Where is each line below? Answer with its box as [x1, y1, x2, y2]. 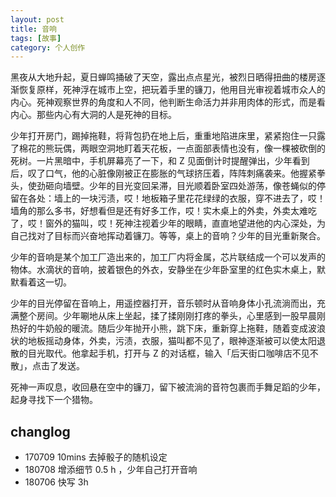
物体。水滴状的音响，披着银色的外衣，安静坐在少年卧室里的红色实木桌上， [10, 264, 317, 276]
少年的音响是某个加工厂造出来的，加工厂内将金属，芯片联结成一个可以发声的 [10, 251, 326, 263]
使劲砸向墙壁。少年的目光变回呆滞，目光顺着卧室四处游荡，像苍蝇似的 [27, 180, 317, 192]
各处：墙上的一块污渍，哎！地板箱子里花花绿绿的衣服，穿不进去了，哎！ [27, 192, 326, 205]
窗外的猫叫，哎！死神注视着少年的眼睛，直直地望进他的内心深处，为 [44, 217, 326, 230]
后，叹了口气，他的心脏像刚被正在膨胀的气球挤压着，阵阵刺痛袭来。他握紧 [10, 167, 317, 180]
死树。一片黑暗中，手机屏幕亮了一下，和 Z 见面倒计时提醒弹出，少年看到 [10, 155, 310, 167]
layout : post [10, 14, 65, 25]
